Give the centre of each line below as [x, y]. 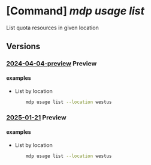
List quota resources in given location [52, 28]
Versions [23, 46]
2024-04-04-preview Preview [52, 64]
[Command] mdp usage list [75, 11]
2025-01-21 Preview [37, 118]
